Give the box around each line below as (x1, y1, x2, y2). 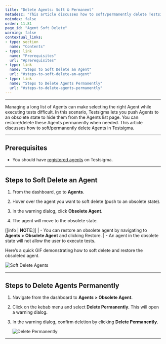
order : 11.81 (5, 21, 32, 26)
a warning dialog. (12, 309, 48, 315)
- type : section (5, 40, 39, 45)
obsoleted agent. (5, 253, 40, 259)
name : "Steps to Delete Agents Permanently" (9, 81, 103, 86)
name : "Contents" (9, 44, 45, 49)
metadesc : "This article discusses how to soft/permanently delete (5, 12, 147, 17)
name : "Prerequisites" (9, 53, 56, 58)
